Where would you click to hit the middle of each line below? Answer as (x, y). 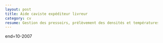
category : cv (18, 18)
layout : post (18, 9)
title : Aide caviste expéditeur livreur (47, 14)
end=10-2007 (19, 36)
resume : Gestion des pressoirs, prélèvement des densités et (68, 23)
